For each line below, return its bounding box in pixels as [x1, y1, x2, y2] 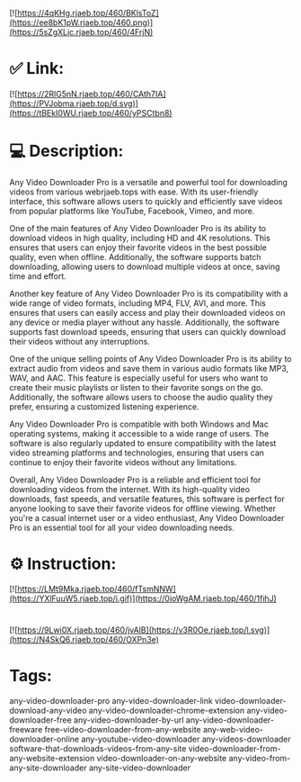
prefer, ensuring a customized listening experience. [9, 400, 199, 412]
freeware [9, 724, 43, 734]
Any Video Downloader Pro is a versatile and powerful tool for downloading [9, 176, 288, 187]
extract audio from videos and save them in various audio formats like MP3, [9, 363, 289, 373]
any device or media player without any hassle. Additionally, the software [9, 317, 280, 328]
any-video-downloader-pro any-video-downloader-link [9, 695, 213, 706]
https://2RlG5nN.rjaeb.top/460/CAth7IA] [17, 88, 166, 99]
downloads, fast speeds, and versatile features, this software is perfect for [9, 493, 285, 504]
